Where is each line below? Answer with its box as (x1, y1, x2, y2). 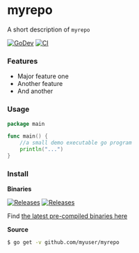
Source (7, 226, 29, 234)
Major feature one (17, 72, 69, 80)
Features (7, 56, 38, 66)
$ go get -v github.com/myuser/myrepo (7, 239, 120, 246)
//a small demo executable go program (19, 139, 132, 147)
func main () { (7, 133, 49, 140)
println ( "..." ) (19, 146, 64, 153)
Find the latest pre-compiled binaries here (7, 212, 128, 220)
